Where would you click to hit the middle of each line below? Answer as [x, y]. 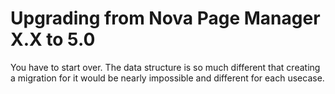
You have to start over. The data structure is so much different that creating [165, 67]
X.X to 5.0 [53, 39]
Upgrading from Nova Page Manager [165, 18]
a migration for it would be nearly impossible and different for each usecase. [167, 78]
